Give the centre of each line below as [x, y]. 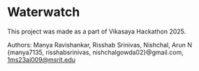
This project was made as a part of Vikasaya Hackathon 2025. [97, 31]
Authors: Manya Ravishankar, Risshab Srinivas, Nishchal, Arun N [99, 45]
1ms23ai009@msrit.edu [41, 59]
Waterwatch [44, 12]
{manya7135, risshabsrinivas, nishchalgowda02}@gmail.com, [95, 52]
